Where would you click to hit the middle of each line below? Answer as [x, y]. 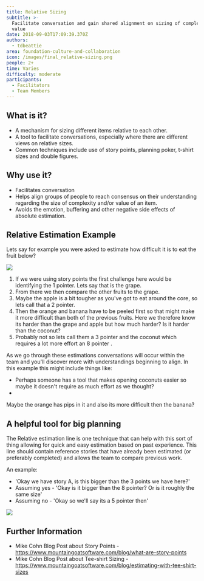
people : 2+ [20, 63]
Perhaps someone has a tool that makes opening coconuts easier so [101, 380]
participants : [24, 80]
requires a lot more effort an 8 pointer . [63, 343]
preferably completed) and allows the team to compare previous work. [94, 458]
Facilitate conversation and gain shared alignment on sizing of [96, 23]
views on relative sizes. [44, 143]
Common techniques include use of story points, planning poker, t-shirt [104, 150]
